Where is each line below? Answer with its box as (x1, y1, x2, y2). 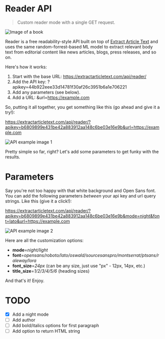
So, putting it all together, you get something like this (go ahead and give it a (5, 104, 160, 110)
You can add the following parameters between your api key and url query (5, 193, 156, 198)
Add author (12, 317, 36, 323)
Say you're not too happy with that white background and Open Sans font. (5, 188, 156, 194)
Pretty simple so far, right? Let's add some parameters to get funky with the (5, 148, 159, 154)
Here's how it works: (5, 64, 47, 70)
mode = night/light (12, 247, 48, 253)
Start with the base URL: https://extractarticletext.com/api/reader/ (12, 73, 147, 79)
